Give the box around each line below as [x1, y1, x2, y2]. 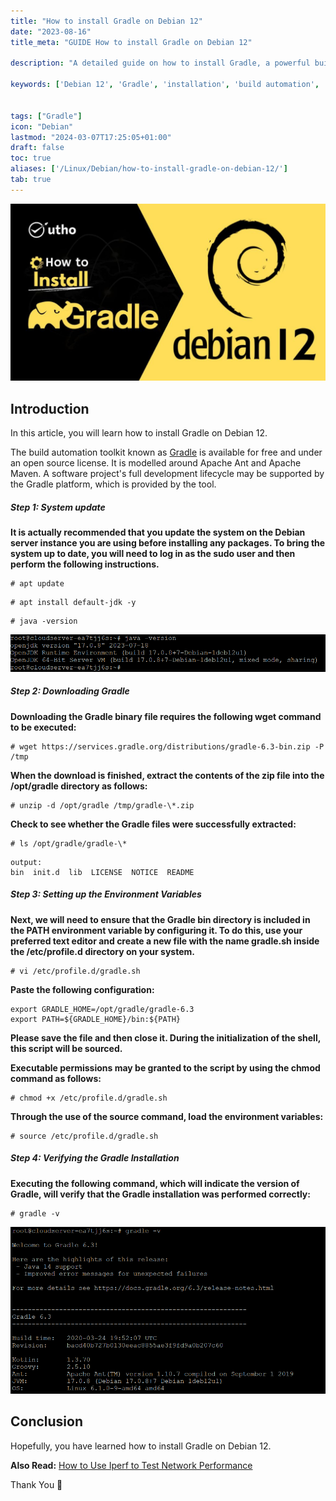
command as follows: [10, 1072, 102, 1084]
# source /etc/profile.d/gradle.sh [10, 1131, 159, 1141]
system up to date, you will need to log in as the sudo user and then [10, 548, 296, 560]
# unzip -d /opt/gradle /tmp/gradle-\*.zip [10, 800, 195, 810]
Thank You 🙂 [10, 1478, 63, 1490]
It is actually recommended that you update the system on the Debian [10, 526, 306, 539]
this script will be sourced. [10, 1042, 123, 1054]
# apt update [10, 579, 65, 589]
